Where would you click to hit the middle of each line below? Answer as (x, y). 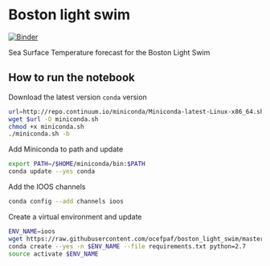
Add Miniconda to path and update (66, 149)
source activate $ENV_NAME (53, 254)
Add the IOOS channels (47, 187)
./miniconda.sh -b (39, 134)
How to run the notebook (72, 78)
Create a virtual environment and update (75, 216)
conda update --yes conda (51, 171)
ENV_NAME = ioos (32, 231)
